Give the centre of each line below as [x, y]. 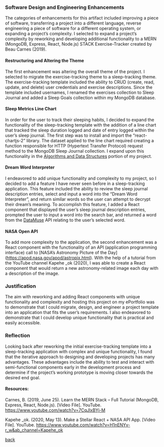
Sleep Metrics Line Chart [31, 109]
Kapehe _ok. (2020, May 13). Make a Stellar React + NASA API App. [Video [80, 420]
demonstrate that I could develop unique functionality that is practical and [80, 317]
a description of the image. [32, 273]
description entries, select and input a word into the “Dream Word [71, 194]
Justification [21, 286]
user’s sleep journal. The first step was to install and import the [69, 135]
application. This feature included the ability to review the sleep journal [77, 188]
